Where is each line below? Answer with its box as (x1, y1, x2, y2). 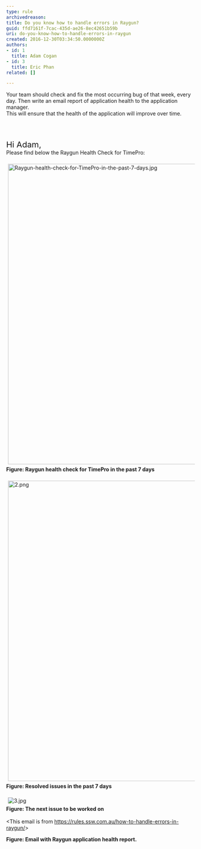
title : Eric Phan (11, 64, 55, 70)
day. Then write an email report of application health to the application (6, 98, 178, 105)
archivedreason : (6, 14, 46, 20)
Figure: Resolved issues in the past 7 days (6, 783, 112, 790)
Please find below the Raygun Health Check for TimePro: (6, 149, 145, 156)
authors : (6, 42, 28, 48)
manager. (6, 104, 30, 111)
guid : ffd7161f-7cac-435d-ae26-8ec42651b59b (6, 25, 118, 32)
